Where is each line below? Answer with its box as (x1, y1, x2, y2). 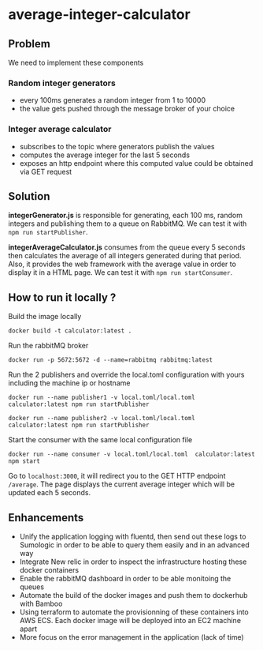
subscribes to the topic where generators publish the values (19, 141, 215, 151)
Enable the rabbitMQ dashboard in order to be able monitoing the (19, 574, 232, 584)
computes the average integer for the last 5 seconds (19, 150, 191, 160)
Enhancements (8, 511, 84, 524)
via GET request (19, 167, 72, 176)
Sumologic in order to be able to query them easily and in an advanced (19, 540, 250, 550)
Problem (8, 37, 51, 51)
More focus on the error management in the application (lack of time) (19, 633, 244, 642)
